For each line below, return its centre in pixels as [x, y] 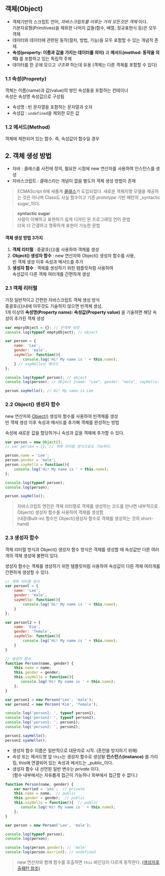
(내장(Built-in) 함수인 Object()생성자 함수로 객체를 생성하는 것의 [78, 519]
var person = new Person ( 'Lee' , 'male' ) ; [48, 825]
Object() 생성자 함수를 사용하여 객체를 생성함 [60, 512]
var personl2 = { [23, 622]
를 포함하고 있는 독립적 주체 [46, 59]
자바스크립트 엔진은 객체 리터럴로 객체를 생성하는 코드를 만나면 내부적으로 [88, 506]
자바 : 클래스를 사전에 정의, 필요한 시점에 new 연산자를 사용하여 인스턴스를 [83, 168]
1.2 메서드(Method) [28, 127]
